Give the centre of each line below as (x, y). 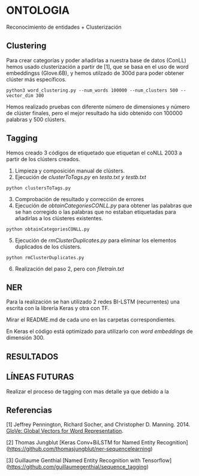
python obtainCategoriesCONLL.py (48, 229)
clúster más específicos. (37, 79)
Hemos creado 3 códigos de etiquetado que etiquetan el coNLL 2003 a (94, 153)
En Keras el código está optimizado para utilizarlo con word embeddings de (99, 331)
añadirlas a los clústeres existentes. (59, 218)
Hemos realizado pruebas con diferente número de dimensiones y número (98, 107)
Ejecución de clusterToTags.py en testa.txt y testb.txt (81, 177)
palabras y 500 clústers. (36, 119)
